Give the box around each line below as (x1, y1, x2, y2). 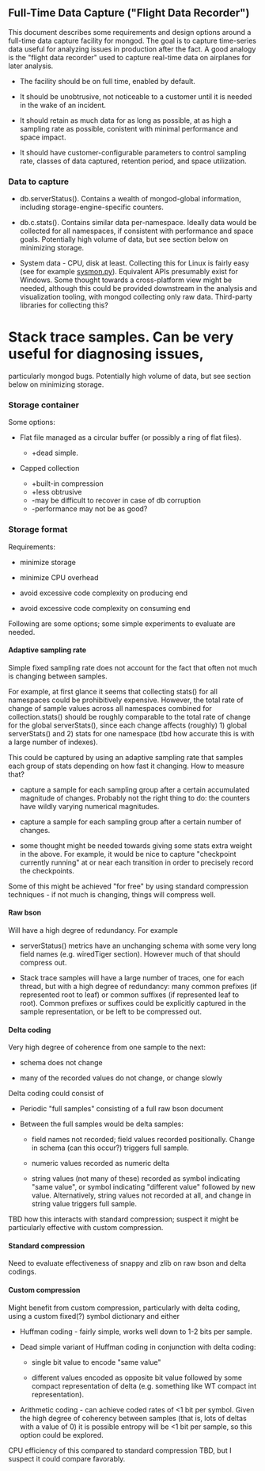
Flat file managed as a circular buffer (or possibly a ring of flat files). (19, 433, 242, 442)
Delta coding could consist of (8, 1089, 104, 1098)
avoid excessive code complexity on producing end (19, 588, 188, 598)
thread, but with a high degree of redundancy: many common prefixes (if (19, 982, 257, 991)
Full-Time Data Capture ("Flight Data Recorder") (8, 6, 250, 20)
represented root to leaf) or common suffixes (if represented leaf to (19, 990, 240, 999)
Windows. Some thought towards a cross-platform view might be (19, 275, 232, 285)
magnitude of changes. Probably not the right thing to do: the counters (19, 793, 251, 803)
